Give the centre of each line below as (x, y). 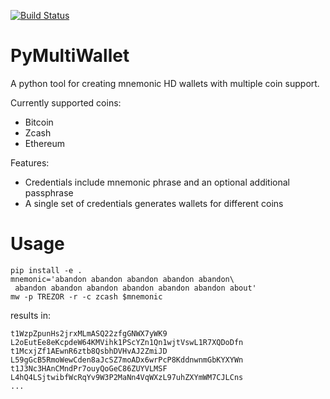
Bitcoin (39, 122)
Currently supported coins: (66, 102)
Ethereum (44, 143)
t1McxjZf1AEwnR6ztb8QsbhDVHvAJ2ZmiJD (89, 351)
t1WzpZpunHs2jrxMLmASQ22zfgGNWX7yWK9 (89, 333)
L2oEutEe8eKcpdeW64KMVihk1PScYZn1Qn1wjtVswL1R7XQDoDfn (127, 342)
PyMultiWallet (70, 56)
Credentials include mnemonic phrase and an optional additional (157, 182)
